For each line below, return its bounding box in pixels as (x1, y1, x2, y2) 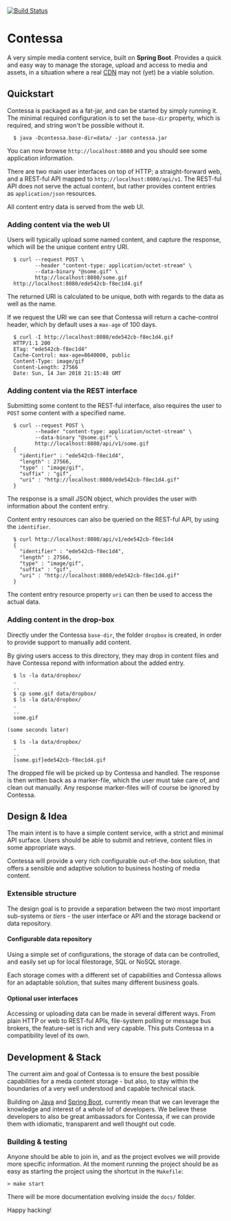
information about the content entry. (7, 502, 110, 510)
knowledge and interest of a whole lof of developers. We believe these (7, 1104, 207, 1113)
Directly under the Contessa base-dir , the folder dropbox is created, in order (7, 631, 222, 639)
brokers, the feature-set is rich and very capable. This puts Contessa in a (7, 1024, 214, 1033)
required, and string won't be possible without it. (7, 121, 144, 129)
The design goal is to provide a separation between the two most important (7, 904, 221, 913)
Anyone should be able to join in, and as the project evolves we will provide (7, 1153, 220, 1161)
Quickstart (7, 88, 54, 100)
